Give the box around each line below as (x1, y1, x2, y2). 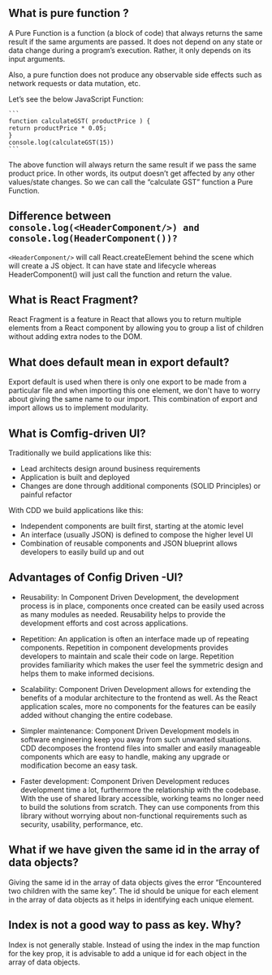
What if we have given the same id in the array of (8, 843, 260, 857)
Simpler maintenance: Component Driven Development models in (19, 725, 240, 735)
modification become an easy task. (19, 760, 138, 770)
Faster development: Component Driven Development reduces (19, 776, 230, 786)
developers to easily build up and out (19, 547, 145, 557)
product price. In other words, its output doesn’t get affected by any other (8, 168, 256, 178)
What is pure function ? (8, 7, 129, 20)
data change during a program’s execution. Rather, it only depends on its (8, 45, 252, 55)
